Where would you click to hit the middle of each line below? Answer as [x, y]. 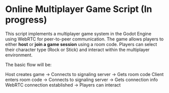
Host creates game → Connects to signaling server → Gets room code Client [84, 74]
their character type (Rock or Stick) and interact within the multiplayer [77, 49]
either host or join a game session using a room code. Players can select [81, 44]
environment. [19, 55]
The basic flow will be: [28, 64]
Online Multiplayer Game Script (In [79, 9]
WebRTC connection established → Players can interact [63, 85]
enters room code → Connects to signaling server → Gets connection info [82, 79]
